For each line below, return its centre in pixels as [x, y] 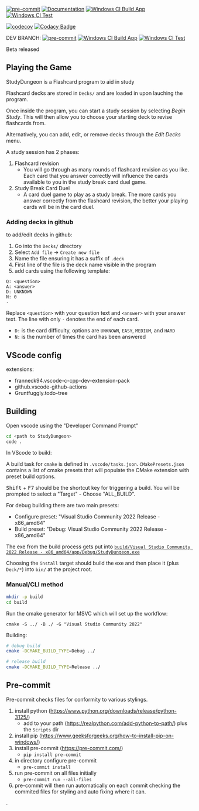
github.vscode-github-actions [51, 387]
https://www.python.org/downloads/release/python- [114, 710]
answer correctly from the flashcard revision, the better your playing [106, 200]
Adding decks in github [40, 222]
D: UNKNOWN [19, 292]
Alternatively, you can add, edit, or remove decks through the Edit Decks [94, 134]
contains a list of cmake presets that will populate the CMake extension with [98, 470]
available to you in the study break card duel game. [85, 182]
